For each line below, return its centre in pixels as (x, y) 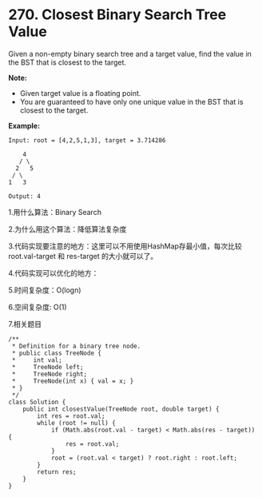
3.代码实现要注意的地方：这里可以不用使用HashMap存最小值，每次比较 (125, 246)
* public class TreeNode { (57, 353)
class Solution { (37, 402)
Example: (24, 125)
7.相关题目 (25, 324)
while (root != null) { (76, 423)
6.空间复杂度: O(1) (38, 307)
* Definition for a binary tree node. (76, 346)
